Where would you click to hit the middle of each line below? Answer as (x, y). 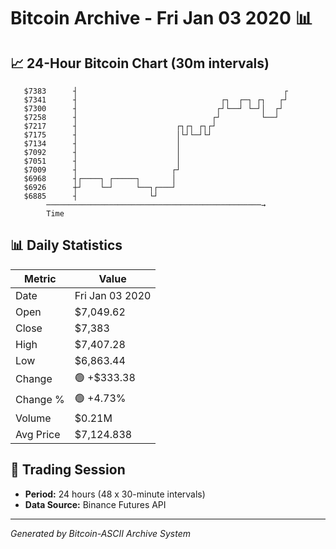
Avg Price (38, 434)
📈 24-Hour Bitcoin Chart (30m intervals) (140, 63)
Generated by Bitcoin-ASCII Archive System (100, 533)
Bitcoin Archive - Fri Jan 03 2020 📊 (161, 18)
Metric (40, 278)
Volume (33, 418)
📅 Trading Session (68, 470)
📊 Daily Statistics (66, 245)
